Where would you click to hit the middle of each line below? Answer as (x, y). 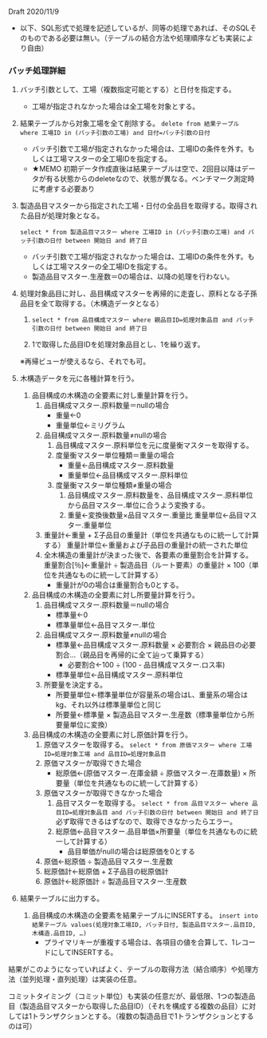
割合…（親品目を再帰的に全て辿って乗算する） (132, 655)
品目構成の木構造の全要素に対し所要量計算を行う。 (115, 595)
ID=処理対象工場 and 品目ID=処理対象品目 (105, 755)
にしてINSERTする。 (84, 953)
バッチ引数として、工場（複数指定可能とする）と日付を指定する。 (128, 89)
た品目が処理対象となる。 (62, 216)
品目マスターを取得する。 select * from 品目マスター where (152, 803)
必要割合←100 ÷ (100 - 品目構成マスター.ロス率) (146, 665)
